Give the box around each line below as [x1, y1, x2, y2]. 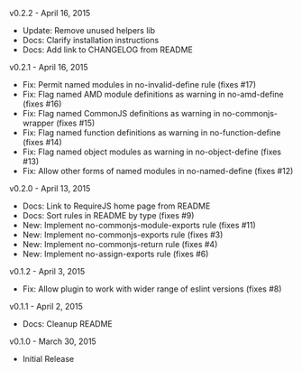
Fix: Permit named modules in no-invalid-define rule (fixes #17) [22, 79, 257, 89]
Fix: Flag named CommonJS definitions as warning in [22, 108, 221, 118]
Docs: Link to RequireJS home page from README [22, 200, 211, 211]
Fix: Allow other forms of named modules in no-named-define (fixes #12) [22, 166, 294, 176]
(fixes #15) [55, 117, 96, 128]
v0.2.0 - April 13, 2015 [9, 183, 91, 193]
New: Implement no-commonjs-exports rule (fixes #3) [22, 229, 224, 240]
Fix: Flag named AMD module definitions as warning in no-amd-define [22, 89, 284, 99]
